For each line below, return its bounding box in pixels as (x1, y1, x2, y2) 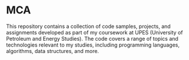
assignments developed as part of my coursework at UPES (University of (6, 29, 183, 36)
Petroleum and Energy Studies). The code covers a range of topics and (6, 35, 178, 42)
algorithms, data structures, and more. (6, 47, 99, 54)
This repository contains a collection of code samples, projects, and (6, 23, 171, 30)
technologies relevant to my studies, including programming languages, (6, 41, 180, 48)
